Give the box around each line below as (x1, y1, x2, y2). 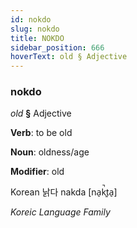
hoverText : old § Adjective (10, 52, 128, 62)
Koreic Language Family (10, 206, 111, 218)
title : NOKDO (10, 33, 65, 43)
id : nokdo (10, 14, 52, 25)
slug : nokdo (10, 24, 60, 34)
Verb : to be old (10, 127, 73, 139)
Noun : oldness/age (10, 146, 90, 158)
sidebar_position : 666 (10, 42, 105, 53)
